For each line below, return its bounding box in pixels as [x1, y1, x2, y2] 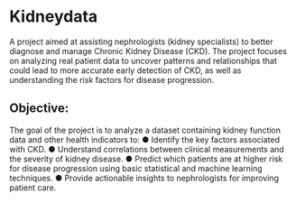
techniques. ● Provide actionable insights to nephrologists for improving [9, 172, 280, 183]
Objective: [9, 101, 69, 116]
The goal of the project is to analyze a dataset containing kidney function [9, 124, 282, 135]
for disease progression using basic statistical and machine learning [9, 162, 263, 173]
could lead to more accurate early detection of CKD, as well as [9, 65, 242, 76]
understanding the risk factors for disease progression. [9, 74, 215, 85]
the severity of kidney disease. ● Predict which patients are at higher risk [9, 153, 283, 164]
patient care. [9, 182, 57, 193]
